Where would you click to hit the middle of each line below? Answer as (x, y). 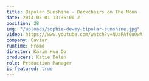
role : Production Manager (39, 63)
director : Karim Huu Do (36, 52)
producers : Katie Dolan (36, 57)
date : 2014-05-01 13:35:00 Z (43, 18)
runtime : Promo (26, 46)
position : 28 (23, 23)
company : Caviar (27, 40)
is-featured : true (29, 69)
